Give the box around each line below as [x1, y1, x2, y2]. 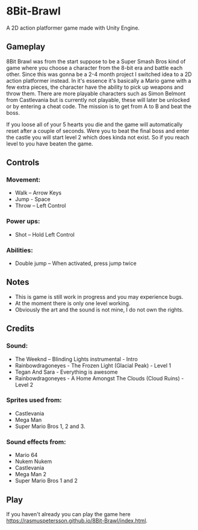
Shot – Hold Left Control [14, 231, 75, 238]
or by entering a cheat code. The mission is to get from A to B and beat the [6, 103, 191, 110]
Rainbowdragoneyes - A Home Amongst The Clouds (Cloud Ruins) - [14, 374, 184, 382]
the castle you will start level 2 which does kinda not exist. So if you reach [6, 133, 190, 141]
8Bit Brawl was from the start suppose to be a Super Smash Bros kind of [6, 57, 186, 65]
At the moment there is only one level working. [14, 299, 131, 307]
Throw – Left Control [14, 202, 66, 209]
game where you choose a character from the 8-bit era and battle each [6, 64, 183, 71]
